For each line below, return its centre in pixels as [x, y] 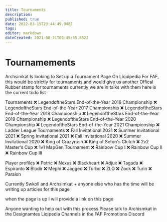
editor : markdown [23, 33]
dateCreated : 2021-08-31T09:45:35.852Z [47, 38]
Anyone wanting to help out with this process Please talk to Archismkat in [81, 208]
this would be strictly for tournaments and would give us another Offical [79, 82]
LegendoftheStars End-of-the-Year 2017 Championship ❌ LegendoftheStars [83, 108]
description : [19, 15]
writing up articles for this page [38, 189]
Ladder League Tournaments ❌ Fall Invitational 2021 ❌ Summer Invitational [82, 130]
